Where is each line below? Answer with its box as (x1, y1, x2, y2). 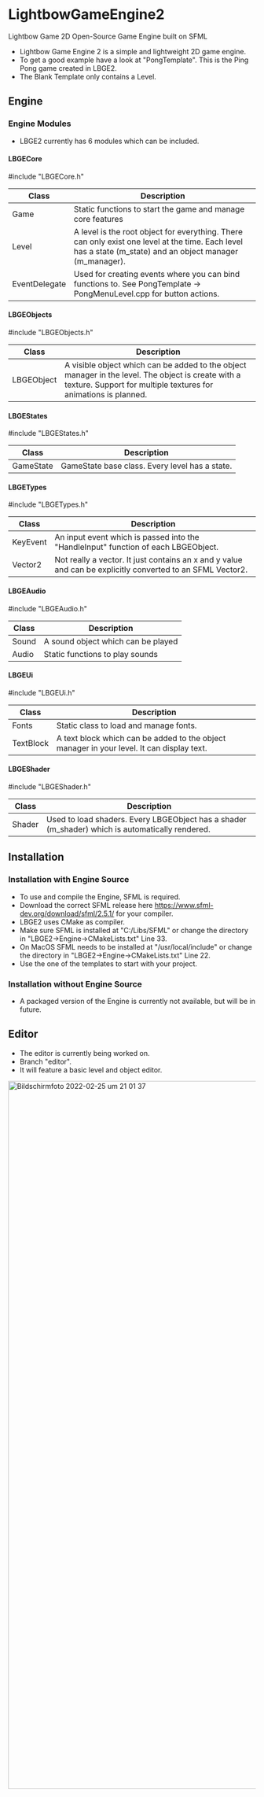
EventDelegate (12, 278, 67, 289)
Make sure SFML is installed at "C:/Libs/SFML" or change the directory (19, 925, 249, 935)
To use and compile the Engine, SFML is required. (19, 891, 181, 902)
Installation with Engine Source (8, 874, 130, 885)
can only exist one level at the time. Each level (73, 236, 244, 247)
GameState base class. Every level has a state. (60, 460, 233, 471)
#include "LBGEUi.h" (8, 688, 75, 697)
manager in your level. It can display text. (56, 742, 207, 753)
